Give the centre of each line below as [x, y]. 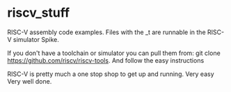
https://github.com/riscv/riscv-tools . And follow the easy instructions [106, 60]
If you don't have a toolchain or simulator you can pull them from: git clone [114, 53]
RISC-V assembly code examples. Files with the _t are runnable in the [107, 32]
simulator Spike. [36, 39]
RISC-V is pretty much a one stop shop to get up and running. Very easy [111, 74]
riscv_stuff [39, 13]
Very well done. [30, 81]
